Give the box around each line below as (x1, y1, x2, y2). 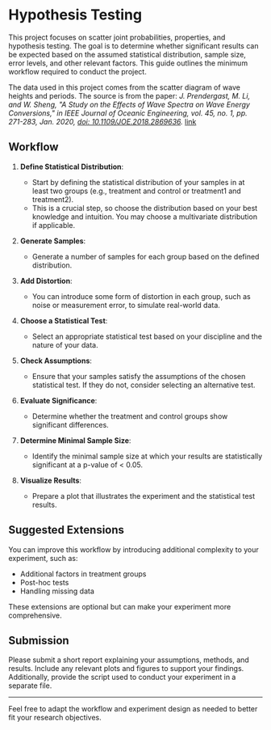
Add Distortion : (19, 276, 73, 285)
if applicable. (31, 220, 76, 230)
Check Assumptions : (19, 356, 93, 365)
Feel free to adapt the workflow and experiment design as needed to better (8, 704, 258, 714)
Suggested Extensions (8, 523, 125, 537)
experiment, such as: (8, 553, 78, 563)
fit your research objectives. (8, 713, 102, 723)
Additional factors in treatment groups (19, 568, 147, 579)
